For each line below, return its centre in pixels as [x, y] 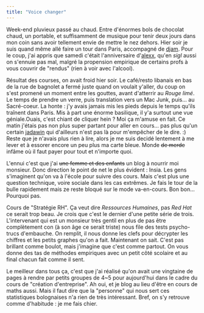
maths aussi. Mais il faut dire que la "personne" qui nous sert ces [88, 290]
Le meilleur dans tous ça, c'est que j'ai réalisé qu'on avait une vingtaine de [100, 271]
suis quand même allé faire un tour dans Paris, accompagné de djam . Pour [100, 49]
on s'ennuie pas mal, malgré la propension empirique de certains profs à [97, 62]
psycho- [180, 227]
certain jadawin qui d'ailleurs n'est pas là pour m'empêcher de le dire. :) [96, 132]
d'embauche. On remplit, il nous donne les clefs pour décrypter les [104, 233]
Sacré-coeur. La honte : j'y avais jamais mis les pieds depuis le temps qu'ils [101, 106]
